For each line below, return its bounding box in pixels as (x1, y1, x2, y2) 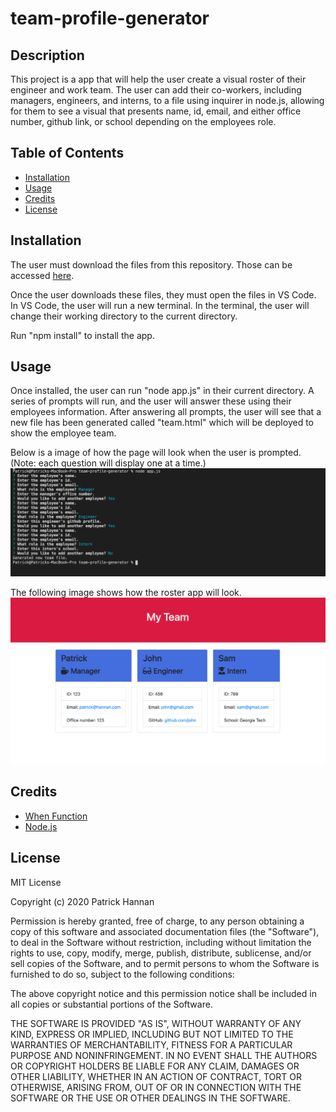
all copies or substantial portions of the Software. (10, 998, 213, 1010)
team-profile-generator (10, 7, 210, 30)
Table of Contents (10, 145, 125, 162)
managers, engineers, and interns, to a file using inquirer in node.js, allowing (10, 95, 325, 106)
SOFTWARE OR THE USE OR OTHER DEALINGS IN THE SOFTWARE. (10, 1092, 291, 1104)
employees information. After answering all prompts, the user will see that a (10, 406, 322, 418)
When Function (24, 810, 88, 822)
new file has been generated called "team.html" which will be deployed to (10, 417, 314, 429)
